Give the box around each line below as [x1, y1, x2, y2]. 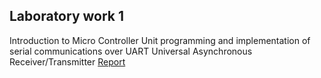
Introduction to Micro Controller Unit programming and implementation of [9, 34, 311, 46]
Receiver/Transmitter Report [9, 55, 126, 68]
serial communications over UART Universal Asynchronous [9, 45, 253, 57]
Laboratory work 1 [9, 8, 125, 25]
